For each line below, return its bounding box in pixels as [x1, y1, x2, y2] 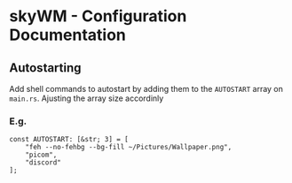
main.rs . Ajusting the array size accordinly [9, 93, 164, 103]
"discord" [25, 158, 62, 167]
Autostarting [9, 60, 82, 75]
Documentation [9, 25, 127, 45]
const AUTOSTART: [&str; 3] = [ [9, 135, 129, 144]
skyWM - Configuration [9, 6, 187, 27]
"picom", [25, 150, 58, 160]
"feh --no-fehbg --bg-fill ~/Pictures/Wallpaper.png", [25, 143, 233, 152]
